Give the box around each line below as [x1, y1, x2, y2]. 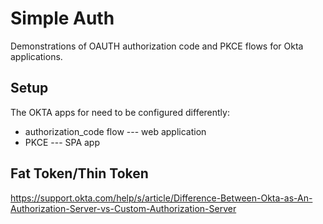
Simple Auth [10, 7, 115, 30]
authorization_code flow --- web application [24, 125, 207, 137]
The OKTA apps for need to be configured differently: [10, 106, 230, 118]
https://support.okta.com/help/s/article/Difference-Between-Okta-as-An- [10, 192, 313, 204]
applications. [10, 50, 63, 62]
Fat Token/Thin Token [10, 165, 149, 182]
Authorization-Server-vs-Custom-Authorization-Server [10, 202, 237, 214]
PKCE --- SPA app [24, 136, 101, 148]
